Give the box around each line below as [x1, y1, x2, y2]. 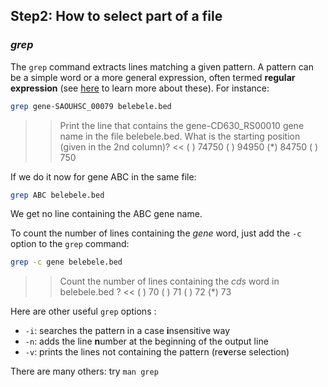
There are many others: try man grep [10, 365, 159, 378]
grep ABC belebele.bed [10, 190, 105, 200]
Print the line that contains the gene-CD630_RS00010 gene [59, 119, 305, 131]
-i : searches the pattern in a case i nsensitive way [24, 325, 231, 337]
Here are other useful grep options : [10, 305, 157, 318]
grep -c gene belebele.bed [10, 257, 123, 268]
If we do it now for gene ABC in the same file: [10, 170, 197, 183]
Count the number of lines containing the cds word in [59, 275, 280, 288]
